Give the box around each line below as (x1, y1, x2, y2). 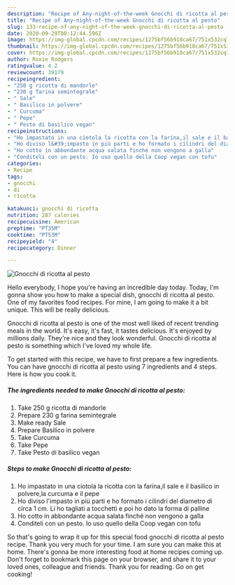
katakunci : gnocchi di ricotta (7, 205, 99, 212)
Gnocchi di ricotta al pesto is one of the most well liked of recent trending (7, 319, 219, 328)
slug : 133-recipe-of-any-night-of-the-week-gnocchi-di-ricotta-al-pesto (7, 23, 224, 30)
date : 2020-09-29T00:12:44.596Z (7, 29, 101, 37)
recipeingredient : (7, 75, 61, 83)
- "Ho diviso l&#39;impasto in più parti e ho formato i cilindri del (7, 141, 218, 148)
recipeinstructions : (7, 128, 68, 135)
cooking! (7, 570, 33, 579)
